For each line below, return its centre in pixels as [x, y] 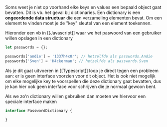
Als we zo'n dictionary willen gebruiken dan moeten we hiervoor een [76, 96]
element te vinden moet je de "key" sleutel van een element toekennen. [79, 23]
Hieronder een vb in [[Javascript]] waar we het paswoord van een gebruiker [83, 33]
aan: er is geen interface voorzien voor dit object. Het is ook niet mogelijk [80, 76]
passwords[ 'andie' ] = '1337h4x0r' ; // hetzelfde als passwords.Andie [79, 56]
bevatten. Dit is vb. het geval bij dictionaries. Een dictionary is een [73, 12]
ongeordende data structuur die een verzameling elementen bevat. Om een [83, 18]
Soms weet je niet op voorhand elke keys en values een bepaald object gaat [83, 7]
